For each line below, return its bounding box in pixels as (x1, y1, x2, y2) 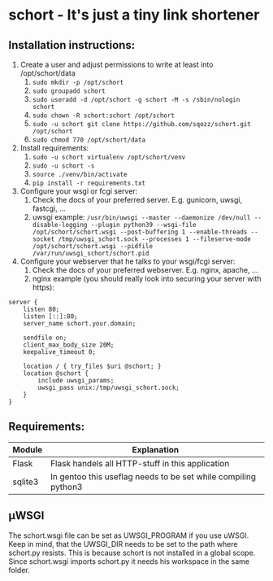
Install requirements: (19, 143, 89, 152)
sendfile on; (23, 334, 67, 342)
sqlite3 (12, 476, 39, 487)
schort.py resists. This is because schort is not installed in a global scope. (8, 548, 256, 557)
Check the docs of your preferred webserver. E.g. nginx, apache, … (32, 265, 258, 274)
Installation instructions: (8, 38, 136, 52)
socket (32, 235, 55, 243)
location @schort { (23, 369, 89, 378)
